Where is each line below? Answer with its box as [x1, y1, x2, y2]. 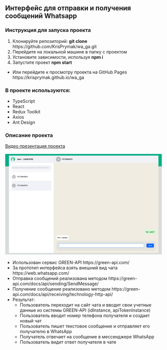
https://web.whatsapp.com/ [12, 270, 70, 276]
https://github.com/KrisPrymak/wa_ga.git [12, 43, 97, 49]
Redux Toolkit [12, 108, 41, 114]
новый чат [19, 318, 42, 324]
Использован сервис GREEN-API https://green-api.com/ [12, 260, 130, 266]
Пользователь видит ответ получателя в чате [19, 339, 117, 345]
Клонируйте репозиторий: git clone [12, 38, 88, 44]
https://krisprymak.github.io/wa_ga [12, 74, 84, 80]
